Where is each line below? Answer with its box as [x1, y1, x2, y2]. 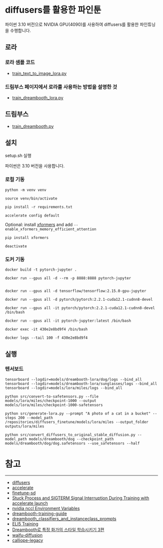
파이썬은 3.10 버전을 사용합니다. [5, 163, 65, 168]
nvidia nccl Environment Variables [12, 505, 80, 511]
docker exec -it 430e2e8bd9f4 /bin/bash [5, 327, 88, 332]
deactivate [5, 244, 27, 249]
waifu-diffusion [12, 532, 43, 538]
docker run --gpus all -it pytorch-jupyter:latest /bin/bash [5, 318, 131, 324]
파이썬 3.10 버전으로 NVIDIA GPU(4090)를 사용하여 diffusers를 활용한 [5, 21, 139, 27]
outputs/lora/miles [5, 424, 45, 429]
